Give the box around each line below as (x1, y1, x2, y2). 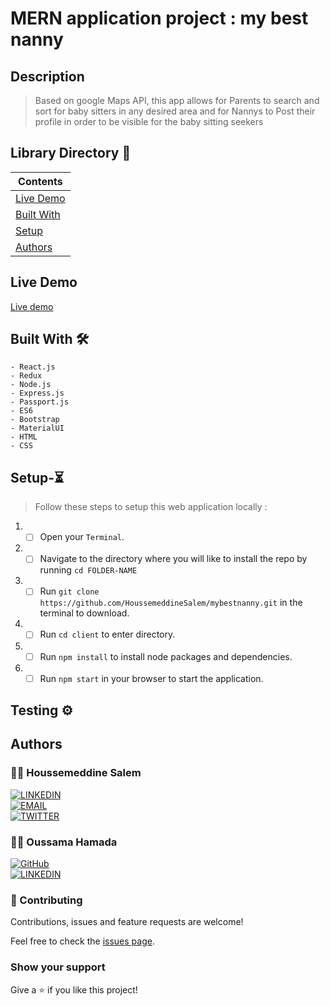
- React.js (10, 362, 56, 372)
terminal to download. (39, 607, 130, 619)
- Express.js (10, 388, 65, 399)
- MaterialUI (10, 423, 65, 434)
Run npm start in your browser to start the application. (39, 672, 264, 684)
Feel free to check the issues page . (10, 935, 155, 947)
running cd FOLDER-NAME (39, 564, 138, 576)
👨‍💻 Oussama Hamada (10, 835, 118, 849)
